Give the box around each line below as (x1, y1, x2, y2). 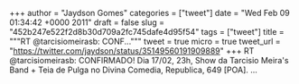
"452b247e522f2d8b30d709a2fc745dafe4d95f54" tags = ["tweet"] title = (9, 27, 285, 37)
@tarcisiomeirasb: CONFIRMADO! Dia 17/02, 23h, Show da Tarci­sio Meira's (9, 55, 289, 65)
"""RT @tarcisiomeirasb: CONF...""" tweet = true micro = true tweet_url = (9, 36, 282, 46)
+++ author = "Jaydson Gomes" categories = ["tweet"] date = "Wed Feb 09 (9, 8, 291, 18)
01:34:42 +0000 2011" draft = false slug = (9, 17, 165, 28)
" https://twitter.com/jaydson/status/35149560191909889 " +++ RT (9, 46, 255, 56)
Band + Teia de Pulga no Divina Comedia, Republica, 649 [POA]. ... (9, 64, 257, 75)
